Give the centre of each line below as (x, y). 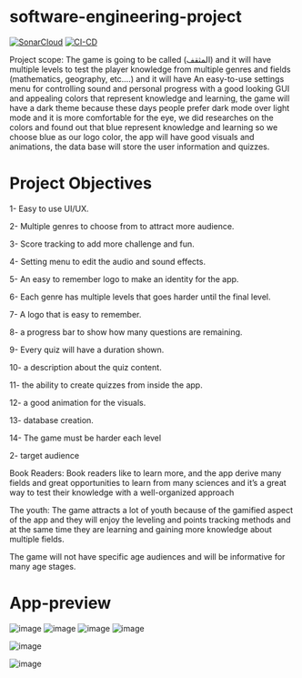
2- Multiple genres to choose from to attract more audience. (122, 226)
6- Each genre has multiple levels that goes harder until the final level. (140, 297)
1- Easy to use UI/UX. (49, 208)
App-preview (60, 603)
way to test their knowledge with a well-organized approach (122, 492)
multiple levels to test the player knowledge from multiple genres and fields (150, 69)
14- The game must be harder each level (86, 438)
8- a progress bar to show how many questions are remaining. (126, 332)
